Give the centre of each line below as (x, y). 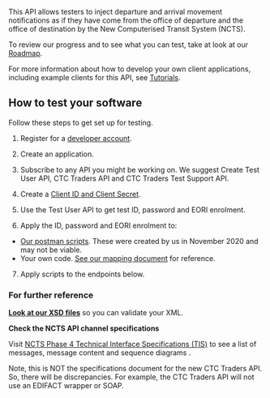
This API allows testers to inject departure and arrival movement (116, 12)
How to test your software (75, 103)
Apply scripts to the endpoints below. (82, 274)
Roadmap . (26, 53)
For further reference (51, 295)
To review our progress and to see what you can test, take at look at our (129, 45)
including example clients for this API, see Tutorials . (94, 77)
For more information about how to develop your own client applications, (130, 69)
